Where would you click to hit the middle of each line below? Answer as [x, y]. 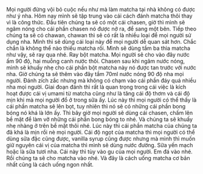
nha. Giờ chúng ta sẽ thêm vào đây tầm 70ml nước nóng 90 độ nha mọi [95, 74]
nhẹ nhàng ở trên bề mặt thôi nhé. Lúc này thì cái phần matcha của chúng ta [102, 126]
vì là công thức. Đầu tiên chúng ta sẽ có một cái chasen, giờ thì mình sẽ [96, 22]
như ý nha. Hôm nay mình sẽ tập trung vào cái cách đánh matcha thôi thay [99, 16]
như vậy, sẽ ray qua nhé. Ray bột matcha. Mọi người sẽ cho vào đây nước [98, 54]
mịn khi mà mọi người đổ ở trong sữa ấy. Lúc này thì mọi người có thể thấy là [101, 100]
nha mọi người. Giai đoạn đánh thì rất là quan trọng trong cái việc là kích [96, 87]
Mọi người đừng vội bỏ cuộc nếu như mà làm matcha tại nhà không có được [101, 9]
